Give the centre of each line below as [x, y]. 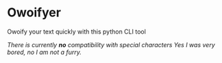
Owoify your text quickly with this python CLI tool [76, 32]
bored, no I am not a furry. [45, 52]
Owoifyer [34, 13]
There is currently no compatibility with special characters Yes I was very [111, 45]
